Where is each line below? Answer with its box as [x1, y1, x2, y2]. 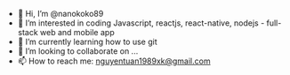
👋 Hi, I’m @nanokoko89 [17, 9, 104, 19]
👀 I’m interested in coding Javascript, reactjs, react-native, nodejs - [17, 18, 265, 28]
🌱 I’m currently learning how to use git [17, 36, 157, 47]
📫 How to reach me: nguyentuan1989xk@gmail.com [17, 56, 211, 66]
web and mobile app [39, 27, 115, 37]
